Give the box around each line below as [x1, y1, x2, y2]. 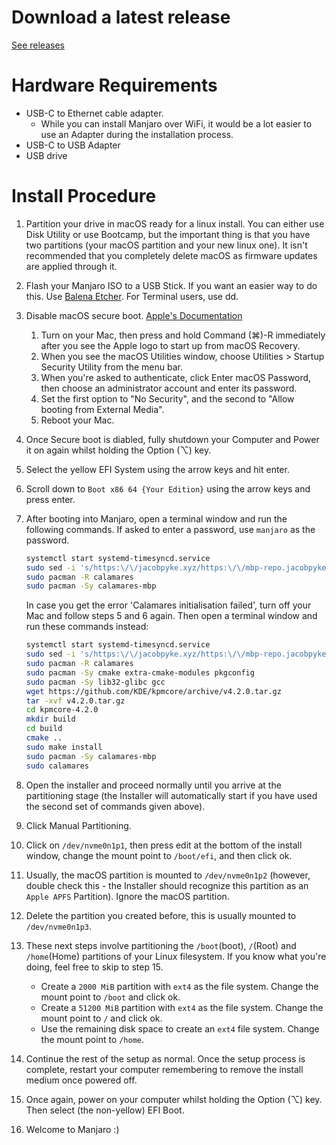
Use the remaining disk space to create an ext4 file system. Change [40, 1022, 320, 1035]
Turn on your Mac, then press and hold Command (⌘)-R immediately [40, 329, 326, 341]
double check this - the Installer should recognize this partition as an [25, 879, 309, 891]
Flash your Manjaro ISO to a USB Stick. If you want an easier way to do [25, 279, 318, 291]
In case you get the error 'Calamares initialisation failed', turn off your [25, 599, 312, 611]
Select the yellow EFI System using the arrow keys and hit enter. [25, 463, 290, 475]
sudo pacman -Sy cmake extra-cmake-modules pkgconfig [25, 667, 255, 678]
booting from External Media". [40, 403, 165, 415]
